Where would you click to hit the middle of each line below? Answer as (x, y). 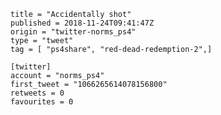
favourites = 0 (42, 102)
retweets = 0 (37, 93)
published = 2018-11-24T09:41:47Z (82, 23)
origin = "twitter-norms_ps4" (73, 32)
